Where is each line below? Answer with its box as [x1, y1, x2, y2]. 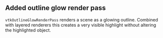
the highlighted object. [5, 27, 51, 33]
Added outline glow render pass [5, 4, 106, 12]
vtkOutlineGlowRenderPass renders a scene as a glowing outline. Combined [5, 17, 159, 22]
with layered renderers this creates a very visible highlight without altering [5, 22, 157, 28]
